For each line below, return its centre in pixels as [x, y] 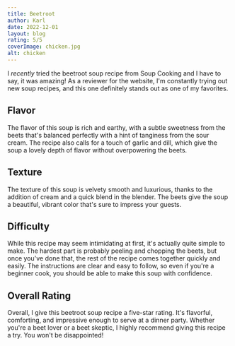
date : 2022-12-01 [33, 27]
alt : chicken [27, 54]
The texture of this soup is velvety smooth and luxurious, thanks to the [110, 189]
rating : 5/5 [25, 40]
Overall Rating [39, 296]
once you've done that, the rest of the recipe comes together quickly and [114, 258]
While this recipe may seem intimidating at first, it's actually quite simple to [116, 244]
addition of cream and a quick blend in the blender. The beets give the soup [118, 197]
